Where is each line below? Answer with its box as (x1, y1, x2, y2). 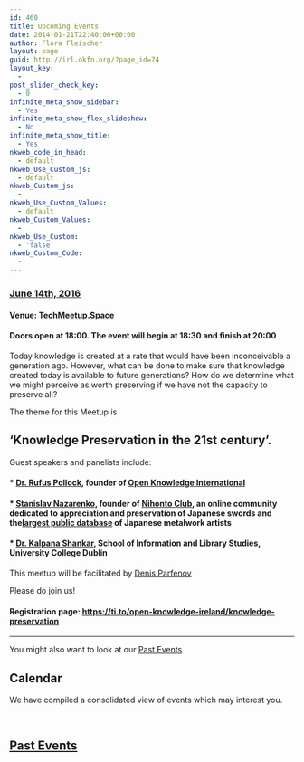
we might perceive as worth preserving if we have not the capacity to (9, 379, 269, 390)
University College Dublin (9, 548, 109, 558)
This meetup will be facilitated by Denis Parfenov (9, 567, 192, 578)
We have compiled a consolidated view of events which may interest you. (9, 694, 283, 705)
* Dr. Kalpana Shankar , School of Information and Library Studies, (9, 538, 261, 548)
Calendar (9, 671, 62, 686)
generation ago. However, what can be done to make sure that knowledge (9, 359, 285, 371)
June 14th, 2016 (9, 287, 81, 300)
